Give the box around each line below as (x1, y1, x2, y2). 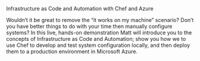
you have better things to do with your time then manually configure (6, 23, 173, 30)
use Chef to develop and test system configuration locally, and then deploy (6, 41, 190, 49)
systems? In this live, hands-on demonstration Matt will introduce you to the (6, 29, 192, 36)
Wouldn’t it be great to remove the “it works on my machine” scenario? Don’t (6, 17, 194, 23)
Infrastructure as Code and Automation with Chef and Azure (6, 5, 154, 12)
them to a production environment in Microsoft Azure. (6, 48, 138, 55)
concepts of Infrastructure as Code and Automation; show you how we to (6, 36, 186, 42)
